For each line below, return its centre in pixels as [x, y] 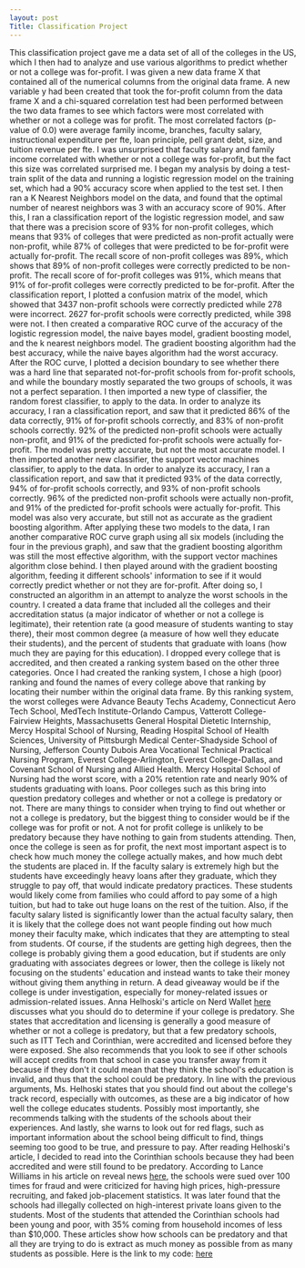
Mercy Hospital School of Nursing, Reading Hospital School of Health [139, 730]
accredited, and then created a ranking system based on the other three [144, 663]
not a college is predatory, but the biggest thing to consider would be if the [150, 818]
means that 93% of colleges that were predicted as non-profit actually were [152, 236]
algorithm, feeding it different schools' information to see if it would [136, 575]
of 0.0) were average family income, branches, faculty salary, [147, 129]
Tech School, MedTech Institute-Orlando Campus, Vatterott [121, 711]
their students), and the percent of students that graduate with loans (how [148, 643]
